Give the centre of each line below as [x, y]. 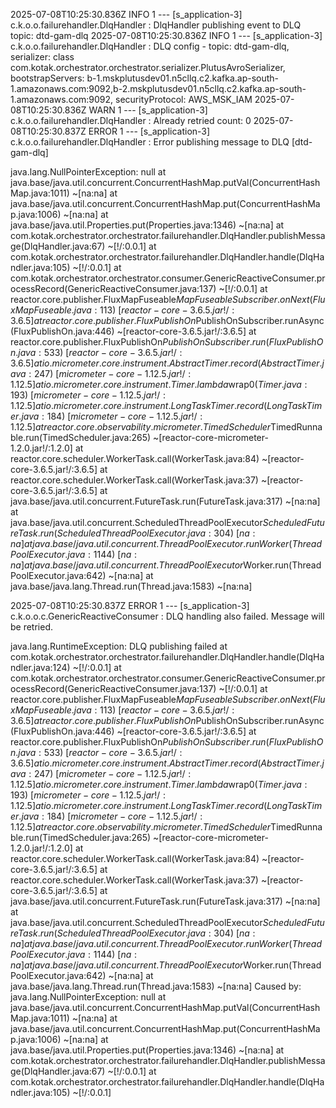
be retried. [32, 627]
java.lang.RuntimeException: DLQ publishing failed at [119, 646]
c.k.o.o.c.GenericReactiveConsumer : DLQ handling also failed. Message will [167, 616]
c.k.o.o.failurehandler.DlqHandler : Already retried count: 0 [131, 120]
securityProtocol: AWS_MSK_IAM [184, 99]
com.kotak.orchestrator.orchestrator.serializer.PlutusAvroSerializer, [148, 67]
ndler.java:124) [40, 667]
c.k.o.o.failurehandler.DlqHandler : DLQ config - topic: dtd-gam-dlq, [150, 46]
